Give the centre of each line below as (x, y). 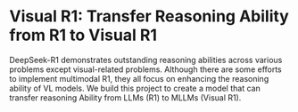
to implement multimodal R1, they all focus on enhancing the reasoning (139, 78)
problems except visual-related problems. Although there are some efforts (146, 69)
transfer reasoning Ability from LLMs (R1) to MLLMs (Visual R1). (125, 97)
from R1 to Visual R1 (83, 35)
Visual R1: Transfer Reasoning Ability (149, 16)
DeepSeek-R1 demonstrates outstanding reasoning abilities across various (146, 60)
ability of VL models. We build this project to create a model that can (135, 88)
